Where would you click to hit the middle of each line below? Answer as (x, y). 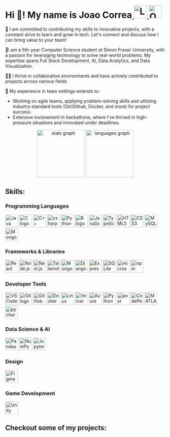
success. (22, 111)
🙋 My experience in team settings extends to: (53, 91)
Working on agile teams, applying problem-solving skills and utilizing (84, 101)
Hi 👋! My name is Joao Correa (69, 15)
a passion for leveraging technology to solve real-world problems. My (78, 55)
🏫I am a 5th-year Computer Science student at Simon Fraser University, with (85, 50)
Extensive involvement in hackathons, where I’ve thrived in (74, 117)
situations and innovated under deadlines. (76, 123)
